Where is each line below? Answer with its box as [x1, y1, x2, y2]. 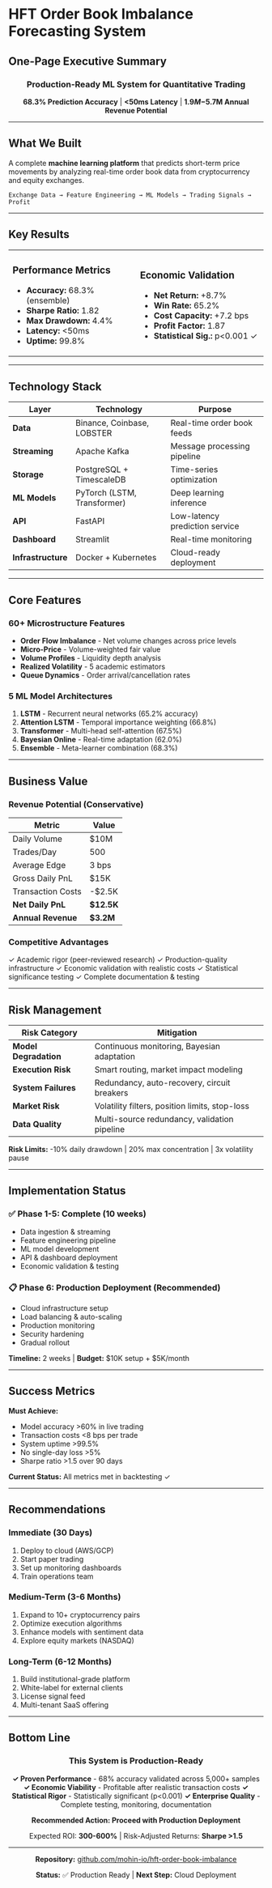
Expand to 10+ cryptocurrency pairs [19, 1609, 140, 1619]
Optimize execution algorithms [19, 1618, 123, 1628]
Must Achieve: [8, 1405, 59, 1415]
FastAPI [75, 516, 105, 527]
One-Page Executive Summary [8, 54, 168, 68]
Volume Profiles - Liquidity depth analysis [19, 653, 162, 662]
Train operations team [19, 1571, 94, 1581]
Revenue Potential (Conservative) [8, 798, 144, 810]
